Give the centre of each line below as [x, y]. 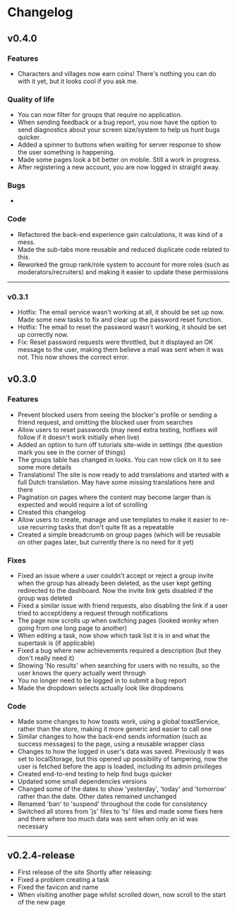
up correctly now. [43, 335]
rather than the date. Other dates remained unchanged [97, 797]
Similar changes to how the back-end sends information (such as [112, 737]
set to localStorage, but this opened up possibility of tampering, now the [122, 759]
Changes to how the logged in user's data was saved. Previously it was [121, 752]
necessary [33, 826]
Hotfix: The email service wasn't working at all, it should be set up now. [121, 312]
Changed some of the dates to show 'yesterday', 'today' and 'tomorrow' [122, 789]
